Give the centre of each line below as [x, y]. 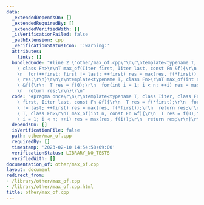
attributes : [27, 52]
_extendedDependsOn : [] [42, 18]
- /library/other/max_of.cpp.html [50, 187]
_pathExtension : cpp [38, 40]
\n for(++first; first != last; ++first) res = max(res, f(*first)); [108, 74]
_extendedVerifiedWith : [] [46, 29]
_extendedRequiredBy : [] [43, 23]
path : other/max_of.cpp [42, 136]
